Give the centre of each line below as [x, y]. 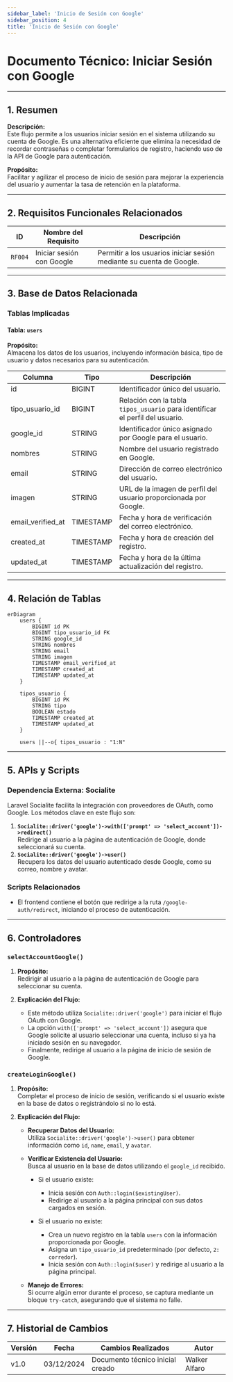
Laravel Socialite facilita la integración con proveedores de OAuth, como [110, 805]
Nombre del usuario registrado [169, 449]
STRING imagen [52, 657]
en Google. [137, 458]
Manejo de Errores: [56, 1285]
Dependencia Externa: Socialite [61, 790]
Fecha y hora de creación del [166, 538]
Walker [196, 1360]
